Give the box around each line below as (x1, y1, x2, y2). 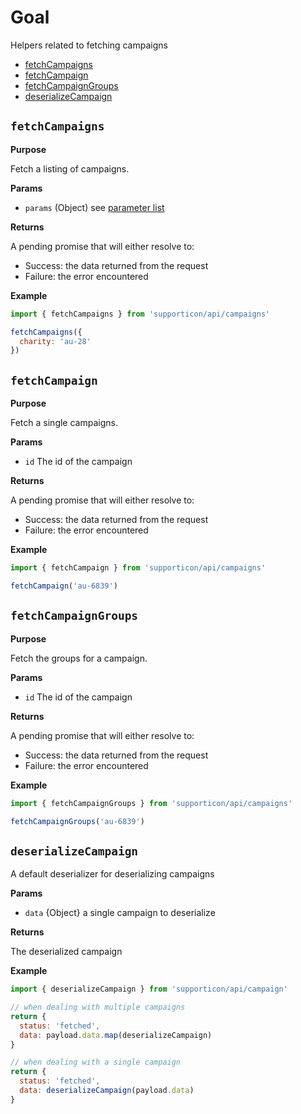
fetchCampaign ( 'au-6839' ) (10, 581, 118, 591)
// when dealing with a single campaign (10, 1057, 182, 1068)
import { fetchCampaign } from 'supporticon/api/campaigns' (10, 563, 267, 573)
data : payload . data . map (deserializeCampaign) (19, 1030, 213, 1040)
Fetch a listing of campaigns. (10, 162, 130, 175)
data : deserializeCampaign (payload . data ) (19, 1086, 195, 1096)
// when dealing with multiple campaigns (10, 1002, 186, 1013)
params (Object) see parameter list (24, 201, 165, 213)
